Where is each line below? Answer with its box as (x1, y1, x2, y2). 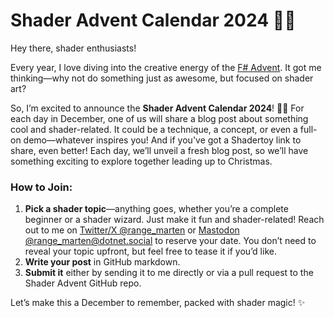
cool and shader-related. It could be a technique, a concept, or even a (10, 123, 298, 135)
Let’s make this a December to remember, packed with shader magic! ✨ (10, 297, 306, 309)
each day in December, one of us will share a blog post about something (10, 112, 309, 124)
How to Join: (10, 180, 73, 194)
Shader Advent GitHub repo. (24, 277, 142, 289)
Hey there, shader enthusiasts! (10, 42, 137, 54)
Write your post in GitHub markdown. (24, 256, 181, 268)
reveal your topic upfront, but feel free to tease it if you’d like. (24, 245, 277, 258)
